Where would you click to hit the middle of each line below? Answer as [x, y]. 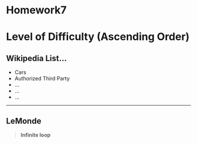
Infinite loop [35, 135]
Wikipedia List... [37, 58]
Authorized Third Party [42, 79]
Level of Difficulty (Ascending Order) [98, 37]
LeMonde [24, 121]
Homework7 [36, 10]
